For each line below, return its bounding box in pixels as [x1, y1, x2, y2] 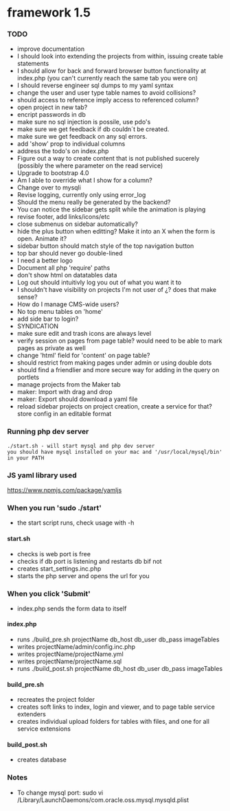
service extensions [16, 724, 71, 733]
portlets [16, 373, 40, 382]
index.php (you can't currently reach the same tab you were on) [16, 74, 198, 82]
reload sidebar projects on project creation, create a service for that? [16, 402, 213, 411]
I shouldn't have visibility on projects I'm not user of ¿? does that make [16, 286, 217, 294]
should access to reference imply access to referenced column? [16, 96, 199, 104]
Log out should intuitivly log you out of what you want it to [16, 278, 182, 286]
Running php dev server [7, 427, 89, 437]
